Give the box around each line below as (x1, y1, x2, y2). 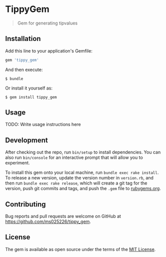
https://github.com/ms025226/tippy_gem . (5, 218, 91, 224)
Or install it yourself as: (5, 85, 52, 91)
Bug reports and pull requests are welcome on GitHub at (5, 213, 121, 219)
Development (5, 136, 48, 144)
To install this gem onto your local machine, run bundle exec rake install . (5, 169, 159, 175)
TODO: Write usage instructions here (5, 121, 81, 127)
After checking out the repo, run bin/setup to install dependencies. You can (5, 149, 161, 155)
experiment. (5, 160, 30, 166)
